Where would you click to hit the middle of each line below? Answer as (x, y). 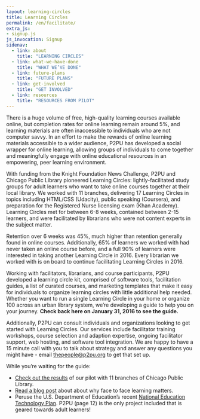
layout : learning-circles (38, 12)
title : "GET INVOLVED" (45, 90)
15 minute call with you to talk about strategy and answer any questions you (99, 348)
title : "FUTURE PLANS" (45, 78)
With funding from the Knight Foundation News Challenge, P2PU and (91, 173)
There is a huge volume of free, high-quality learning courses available (93, 118)
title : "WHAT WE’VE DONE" (49, 67)
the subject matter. (29, 224)
